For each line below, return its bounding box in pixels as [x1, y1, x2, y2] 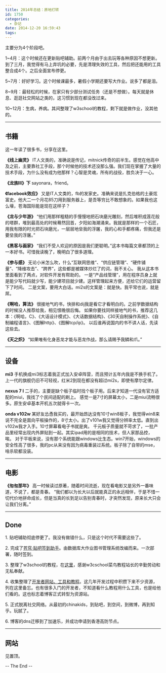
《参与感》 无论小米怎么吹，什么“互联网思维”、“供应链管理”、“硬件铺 [5, 259, 146, 265]
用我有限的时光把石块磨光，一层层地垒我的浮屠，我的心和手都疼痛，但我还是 [5, 225, 161, 231]
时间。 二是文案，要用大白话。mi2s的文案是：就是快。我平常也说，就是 [13, 284, 159, 290]
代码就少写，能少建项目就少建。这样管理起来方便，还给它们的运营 [22, 278, 157, 284]
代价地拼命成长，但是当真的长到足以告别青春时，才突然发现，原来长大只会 [9, 495, 161, 501]
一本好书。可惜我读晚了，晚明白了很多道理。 [5, 249, 96, 255]
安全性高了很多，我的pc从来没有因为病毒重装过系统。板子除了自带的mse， [5, 442, 158, 448]
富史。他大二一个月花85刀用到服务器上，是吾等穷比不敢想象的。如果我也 [5, 197, 153, 203]
